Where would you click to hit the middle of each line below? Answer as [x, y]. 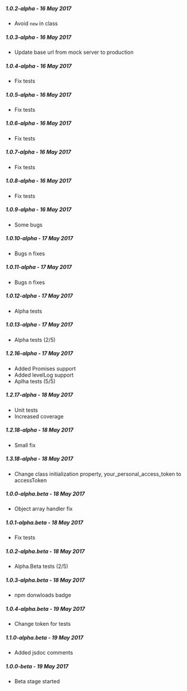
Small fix [25, 445]
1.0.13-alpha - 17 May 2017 [39, 325]
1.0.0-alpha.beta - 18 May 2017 [45, 494]
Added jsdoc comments [44, 653]
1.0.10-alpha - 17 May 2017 [39, 239]
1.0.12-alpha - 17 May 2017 [39, 296]
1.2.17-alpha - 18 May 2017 [39, 395]
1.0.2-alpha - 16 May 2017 [39, 8]
